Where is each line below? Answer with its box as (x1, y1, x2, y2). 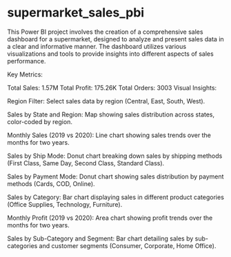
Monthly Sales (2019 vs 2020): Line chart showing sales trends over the (7, 131, 212, 139)
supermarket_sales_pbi (7, 5, 145, 21)
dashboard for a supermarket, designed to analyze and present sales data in (7, 34, 224, 43)
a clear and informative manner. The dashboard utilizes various (7, 42, 187, 50)
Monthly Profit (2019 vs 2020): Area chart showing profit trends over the (7, 214, 213, 222)
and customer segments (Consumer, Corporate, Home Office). (39, 241, 217, 249)
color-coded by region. (7, 117, 72, 125)
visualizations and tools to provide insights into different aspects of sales (7, 50, 214, 58)
